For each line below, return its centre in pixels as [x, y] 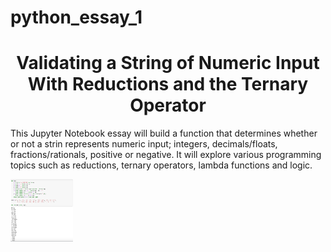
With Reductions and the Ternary [168, 84]
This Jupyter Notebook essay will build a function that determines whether [164, 133]
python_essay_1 [76, 17]
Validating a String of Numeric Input [168, 63]
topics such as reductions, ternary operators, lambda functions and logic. [161, 165]
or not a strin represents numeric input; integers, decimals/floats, [144, 144]
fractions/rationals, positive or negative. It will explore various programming [166, 155]
